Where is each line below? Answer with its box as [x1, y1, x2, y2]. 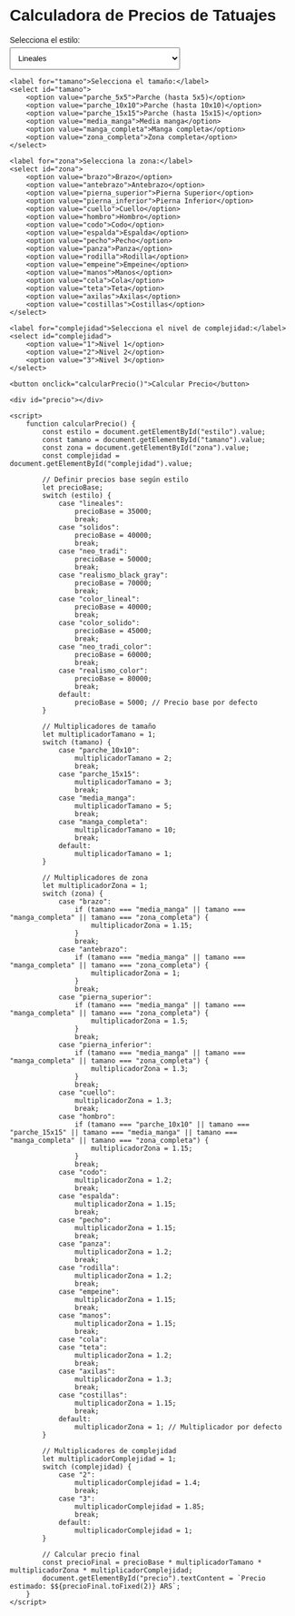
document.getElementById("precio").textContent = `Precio [42, 1573, 267, 1582]
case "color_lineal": [57, 594, 141, 603]
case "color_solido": [57, 618, 141, 627]
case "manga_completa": [57, 817, 149, 826]
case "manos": [57, 1310, 112, 1320]
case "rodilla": [57, 1263, 120, 1272]
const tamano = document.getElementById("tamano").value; [42, 435, 267, 444]
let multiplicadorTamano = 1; [42, 730, 156, 739]
